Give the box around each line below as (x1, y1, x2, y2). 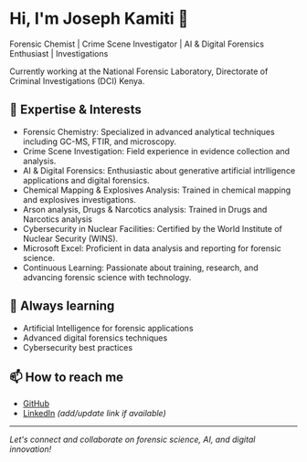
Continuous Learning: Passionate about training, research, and (22, 262, 259, 273)
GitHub (22, 398, 50, 409)
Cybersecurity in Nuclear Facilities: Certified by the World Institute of (22, 223, 283, 234)
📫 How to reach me (9, 369, 124, 384)
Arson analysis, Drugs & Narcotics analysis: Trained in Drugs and (22, 204, 268, 215)
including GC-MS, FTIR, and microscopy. (22, 136, 176, 147)
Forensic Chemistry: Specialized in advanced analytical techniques (22, 126, 276, 137)
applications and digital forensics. (22, 174, 150, 185)
